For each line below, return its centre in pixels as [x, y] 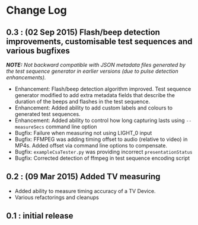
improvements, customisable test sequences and [99, 41]
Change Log [36, 10]
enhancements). [26, 77]
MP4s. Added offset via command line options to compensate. [91, 145]
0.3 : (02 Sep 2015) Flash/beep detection [83, 32]
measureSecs [29, 127]
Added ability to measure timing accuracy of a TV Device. [85, 191]
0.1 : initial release [40, 216]
